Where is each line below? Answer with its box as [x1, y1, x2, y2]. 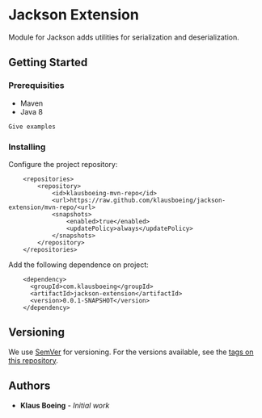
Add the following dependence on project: [8, 260, 150, 270]
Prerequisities [8, 80, 65, 91]
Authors [8, 379, 51, 393]
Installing [8, 141, 46, 153]
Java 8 [19, 107, 43, 116]
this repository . [8, 355, 59, 365]
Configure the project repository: [8, 159, 118, 169]
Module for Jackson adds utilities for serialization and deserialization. [8, 32, 240, 42]
